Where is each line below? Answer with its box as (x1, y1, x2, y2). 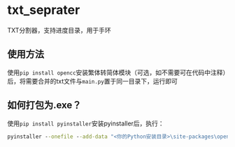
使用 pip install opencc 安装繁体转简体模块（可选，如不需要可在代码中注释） (7, 68, 226, 77)
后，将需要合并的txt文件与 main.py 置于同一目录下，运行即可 (7, 77, 178, 85)
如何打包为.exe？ (7, 100, 82, 111)
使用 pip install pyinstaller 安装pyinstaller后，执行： (7, 119, 164, 127)
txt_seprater (7, 2, 80, 18)
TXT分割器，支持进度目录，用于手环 (7, 26, 112, 34)
